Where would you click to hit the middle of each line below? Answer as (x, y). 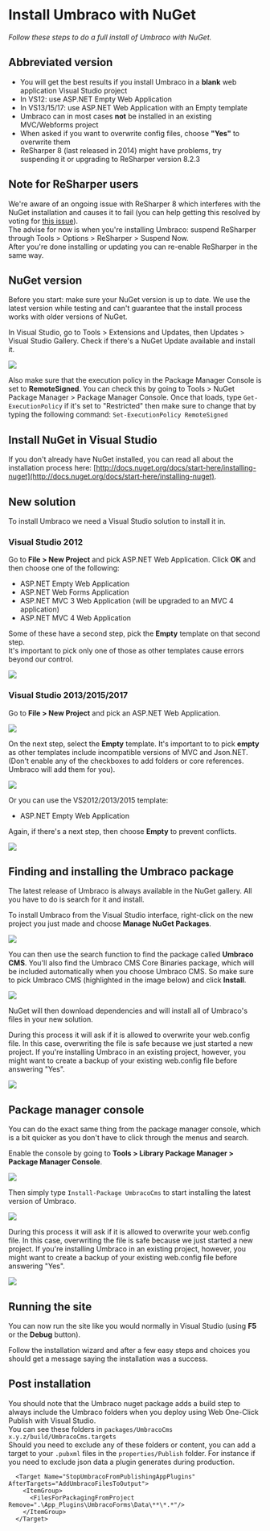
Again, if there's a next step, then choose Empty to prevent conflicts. (123, 831)
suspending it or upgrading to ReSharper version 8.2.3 (110, 159)
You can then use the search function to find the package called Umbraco (131, 954)
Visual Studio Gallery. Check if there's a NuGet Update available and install (132, 341)
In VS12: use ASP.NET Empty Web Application (96, 99)
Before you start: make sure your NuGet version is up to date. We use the (129, 300)
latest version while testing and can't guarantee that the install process (125, 309)
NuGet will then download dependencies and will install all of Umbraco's (128, 1011)
